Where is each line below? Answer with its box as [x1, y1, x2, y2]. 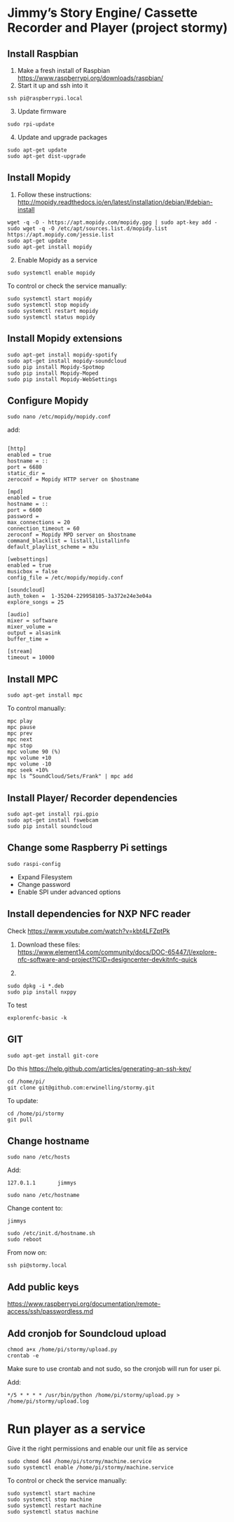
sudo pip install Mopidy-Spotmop [7, 363, 105, 371]
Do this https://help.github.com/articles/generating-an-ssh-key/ [7, 1064, 191, 1073]
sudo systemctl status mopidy [7, 314, 96, 321]
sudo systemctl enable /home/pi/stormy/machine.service [7, 1464, 174, 1471]
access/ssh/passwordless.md [7, 1307, 93, 1316]
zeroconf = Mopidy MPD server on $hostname [7, 531, 137, 538]
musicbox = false [7, 568, 58, 575]
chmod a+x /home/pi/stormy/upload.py [7, 1346, 118, 1353]
